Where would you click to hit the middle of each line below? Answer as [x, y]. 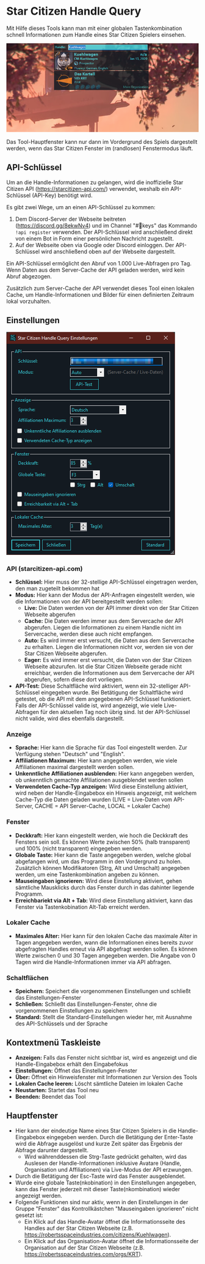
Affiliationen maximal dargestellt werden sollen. [75, 767]
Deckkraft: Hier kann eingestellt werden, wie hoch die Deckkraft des [101, 835]
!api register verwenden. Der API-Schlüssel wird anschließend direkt [104, 232]
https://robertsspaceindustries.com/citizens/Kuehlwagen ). [98, 1235]
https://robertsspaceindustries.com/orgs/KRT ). [83, 1254]
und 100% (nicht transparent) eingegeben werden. [79, 848]
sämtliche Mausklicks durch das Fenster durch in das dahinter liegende [105, 887]
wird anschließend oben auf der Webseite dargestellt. [108, 251]
